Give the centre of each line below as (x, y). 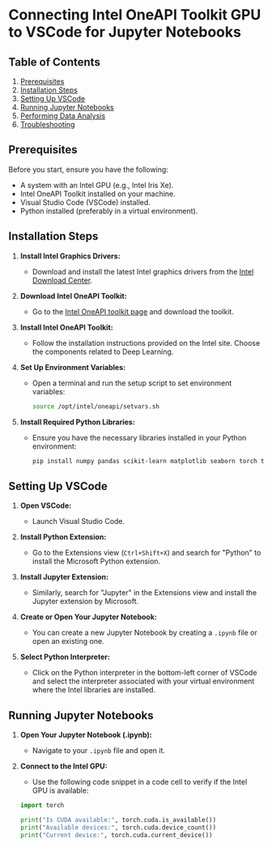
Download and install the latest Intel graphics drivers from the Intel (143, 271)
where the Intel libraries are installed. (94, 690)
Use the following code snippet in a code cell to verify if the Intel (140, 782)
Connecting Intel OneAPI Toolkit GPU (135, 15)
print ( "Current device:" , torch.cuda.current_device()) (116, 835)
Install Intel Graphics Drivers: (70, 256)
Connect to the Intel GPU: (64, 766)
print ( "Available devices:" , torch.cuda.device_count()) (118, 828)
